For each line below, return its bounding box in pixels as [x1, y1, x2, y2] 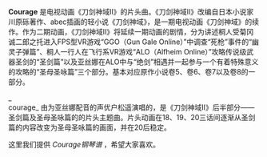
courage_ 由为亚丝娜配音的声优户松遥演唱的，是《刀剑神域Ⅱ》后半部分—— [8, 103, 255, 112]
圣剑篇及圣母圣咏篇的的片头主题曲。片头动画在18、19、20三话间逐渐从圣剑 [8, 113, 256, 122]
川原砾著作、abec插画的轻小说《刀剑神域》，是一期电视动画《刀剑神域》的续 [8, 17, 260, 26]
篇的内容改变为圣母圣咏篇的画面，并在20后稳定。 [8, 123, 172, 132]
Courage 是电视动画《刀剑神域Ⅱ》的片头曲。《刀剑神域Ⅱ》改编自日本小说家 [8, 7, 254, 16]
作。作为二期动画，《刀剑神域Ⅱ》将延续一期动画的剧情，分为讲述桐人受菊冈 [8, 27, 254, 36]
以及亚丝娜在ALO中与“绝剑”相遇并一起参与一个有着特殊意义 [63, 57, 259, 66]
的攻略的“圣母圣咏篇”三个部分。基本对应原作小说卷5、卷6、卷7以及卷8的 [8, 67, 249, 76]
